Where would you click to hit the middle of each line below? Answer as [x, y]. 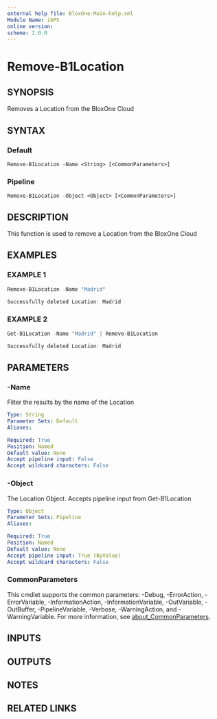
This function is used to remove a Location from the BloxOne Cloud [102, 234]
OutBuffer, [22, 609]
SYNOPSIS [31, 92]
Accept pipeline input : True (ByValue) [64, 556]
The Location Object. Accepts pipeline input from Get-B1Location [99, 498]
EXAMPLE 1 [27, 275]
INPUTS [24, 638]
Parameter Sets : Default [43, 421]
